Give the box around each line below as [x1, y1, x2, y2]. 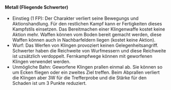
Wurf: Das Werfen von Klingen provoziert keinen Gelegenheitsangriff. [12, 42, 159, 48]
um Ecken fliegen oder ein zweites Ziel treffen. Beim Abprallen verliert [12, 69, 160, 76]
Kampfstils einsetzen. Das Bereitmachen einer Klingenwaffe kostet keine [12, 26, 165, 33]
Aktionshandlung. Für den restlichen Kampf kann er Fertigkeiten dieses [12, 21, 162, 27]
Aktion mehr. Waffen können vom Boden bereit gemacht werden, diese [12, 32, 162, 38]
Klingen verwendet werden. [12, 58, 71, 65]
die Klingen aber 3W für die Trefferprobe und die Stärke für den [12, 75, 147, 81]
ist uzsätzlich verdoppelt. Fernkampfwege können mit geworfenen [12, 53, 153, 59]
